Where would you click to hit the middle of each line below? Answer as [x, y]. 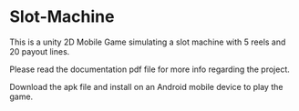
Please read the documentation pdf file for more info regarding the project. [149, 69]
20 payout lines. [40, 51]
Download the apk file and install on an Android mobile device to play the [146, 86]
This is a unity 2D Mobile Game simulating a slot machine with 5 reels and [148, 42]
